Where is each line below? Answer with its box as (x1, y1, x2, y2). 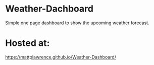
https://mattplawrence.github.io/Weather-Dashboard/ (5, 54, 116, 60)
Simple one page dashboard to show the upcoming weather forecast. (5, 20, 149, 26)
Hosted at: (5, 37, 50, 49)
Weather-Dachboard (5, 3, 93, 15)
